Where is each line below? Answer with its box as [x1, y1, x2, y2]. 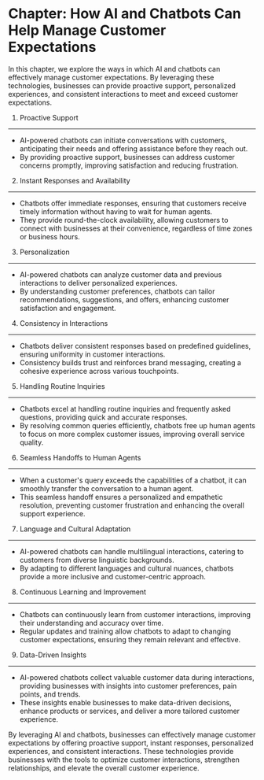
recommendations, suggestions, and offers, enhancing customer [19, 294, 229, 304]
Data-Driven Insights [19, 650, 87, 660]
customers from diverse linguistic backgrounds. [19, 555, 174, 564]
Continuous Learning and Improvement [19, 587, 147, 597]
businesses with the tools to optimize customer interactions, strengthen [8, 755, 240, 764]
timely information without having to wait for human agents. [19, 206, 213, 216]
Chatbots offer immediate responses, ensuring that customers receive [19, 198, 247, 208]
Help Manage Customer [8, 21, 167, 39]
